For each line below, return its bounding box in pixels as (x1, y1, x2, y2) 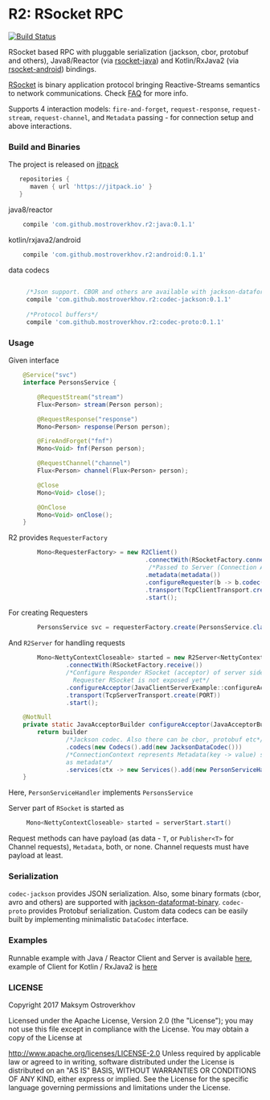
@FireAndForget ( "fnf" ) (37, 437, 113, 446)
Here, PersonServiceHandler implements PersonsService (8, 787, 194, 798)
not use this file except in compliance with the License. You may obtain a (8, 1024, 249, 1034)
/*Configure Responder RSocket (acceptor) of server (65, 669, 247, 677)
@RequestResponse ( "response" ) (37, 415, 138, 423)
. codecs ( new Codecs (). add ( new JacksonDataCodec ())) (65, 743, 243, 751)
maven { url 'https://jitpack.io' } (29, 183, 153, 191)
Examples (8, 935, 48, 946)
